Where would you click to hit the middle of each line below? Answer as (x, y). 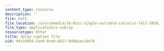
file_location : (20, 23)
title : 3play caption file (32, 37)
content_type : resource (29, 9)
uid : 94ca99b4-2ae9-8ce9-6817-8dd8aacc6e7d (50, 41)
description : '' (21, 14)
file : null (16, 18)
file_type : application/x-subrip (39, 28)
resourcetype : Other (26, 32)
